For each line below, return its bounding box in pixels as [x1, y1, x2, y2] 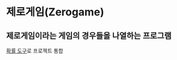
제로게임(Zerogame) [6, 5, 105, 19]
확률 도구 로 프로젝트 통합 [6, 48, 64, 54]
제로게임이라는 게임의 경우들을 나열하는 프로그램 [6, 31, 172, 41]
